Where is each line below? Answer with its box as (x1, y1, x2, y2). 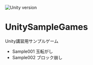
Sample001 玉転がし (12, 49, 53, 54)
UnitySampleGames (5, 22, 88, 32)
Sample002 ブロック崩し (12, 54, 63, 60)
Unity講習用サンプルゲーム (5, 38, 59, 44)
